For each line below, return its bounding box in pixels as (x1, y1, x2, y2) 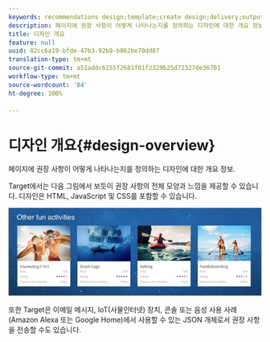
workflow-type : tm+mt (8, 72, 81, 80)
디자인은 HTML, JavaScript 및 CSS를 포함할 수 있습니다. (18, 192, 198, 201)
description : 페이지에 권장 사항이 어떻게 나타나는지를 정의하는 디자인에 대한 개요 (8, 21, 249, 30)
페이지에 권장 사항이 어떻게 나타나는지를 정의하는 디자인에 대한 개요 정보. (8, 164, 235, 174)
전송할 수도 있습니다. (16, 325, 82, 335)
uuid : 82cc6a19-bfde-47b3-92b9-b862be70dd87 (8, 47, 160, 56)
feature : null (8, 39, 56, 47)
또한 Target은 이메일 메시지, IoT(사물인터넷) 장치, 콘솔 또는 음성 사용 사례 (8, 305, 237, 315)
